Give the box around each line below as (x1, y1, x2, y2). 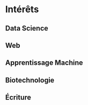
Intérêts (5, 4, 39, 15)
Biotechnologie (5, 75, 54, 85)
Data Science (5, 24, 48, 33)
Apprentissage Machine (5, 59, 83, 67)
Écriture (5, 93, 32, 102)
